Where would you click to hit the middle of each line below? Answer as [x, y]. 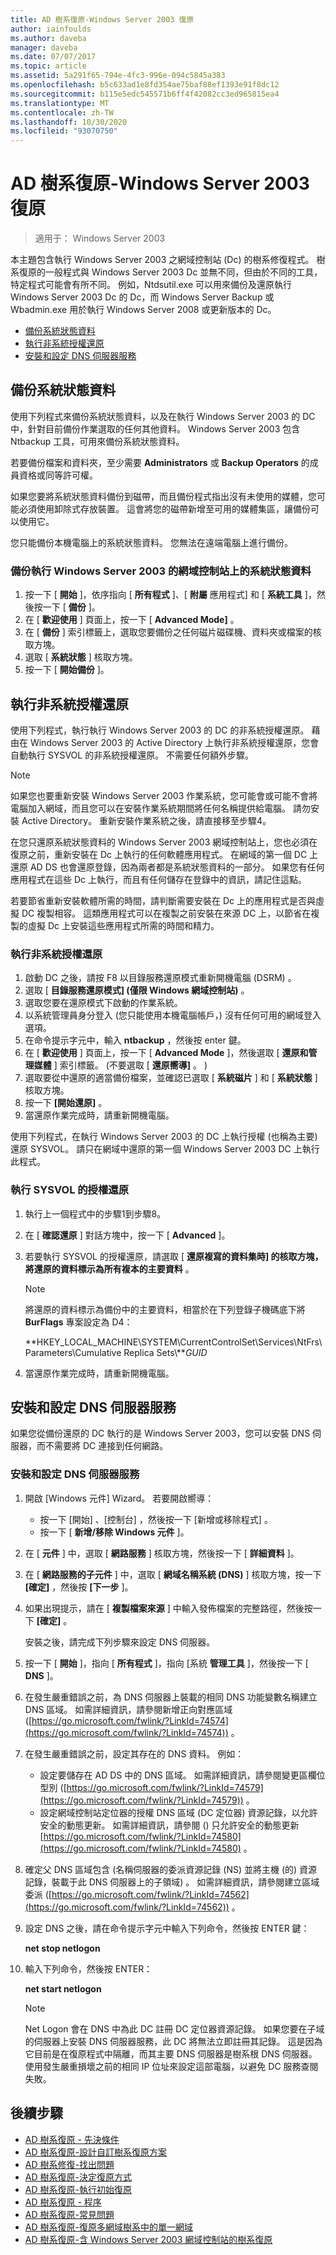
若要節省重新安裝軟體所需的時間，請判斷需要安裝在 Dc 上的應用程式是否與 [163, 900]
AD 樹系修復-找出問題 [69, 2164]
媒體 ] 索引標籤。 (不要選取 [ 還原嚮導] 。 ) [120, 1065]
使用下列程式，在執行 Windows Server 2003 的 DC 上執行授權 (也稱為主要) [164, 1137]
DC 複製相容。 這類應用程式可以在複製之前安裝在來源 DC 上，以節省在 [166, 913]
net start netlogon [63, 1988]
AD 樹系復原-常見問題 [69, 2214]
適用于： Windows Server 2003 [100, 238]
